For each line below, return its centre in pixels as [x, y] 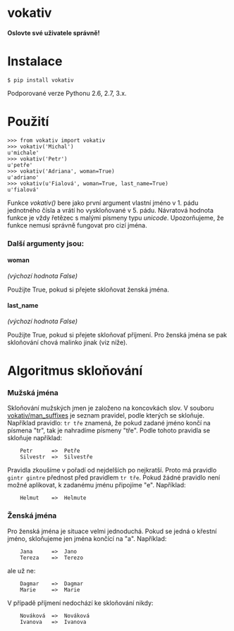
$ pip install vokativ [41, 80]
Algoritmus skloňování [75, 371]
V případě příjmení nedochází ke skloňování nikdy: [80, 603]
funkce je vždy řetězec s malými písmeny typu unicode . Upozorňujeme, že [116, 218]
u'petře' [20, 165]
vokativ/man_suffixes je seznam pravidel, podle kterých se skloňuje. [106, 416]
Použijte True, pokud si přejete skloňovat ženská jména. [88, 289]
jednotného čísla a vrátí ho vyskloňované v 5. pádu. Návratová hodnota [110, 210]
